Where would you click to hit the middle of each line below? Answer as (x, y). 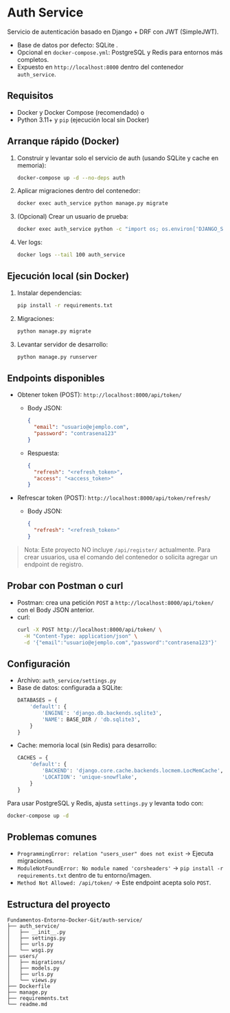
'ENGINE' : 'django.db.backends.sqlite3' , (102, 713)
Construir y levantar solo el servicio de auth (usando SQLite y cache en (118, 158)
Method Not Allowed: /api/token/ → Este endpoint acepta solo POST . (114, 883)
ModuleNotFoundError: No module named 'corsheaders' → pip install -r (120, 868)
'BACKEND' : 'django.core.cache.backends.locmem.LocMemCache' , (133, 771)
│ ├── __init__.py (37, 933)
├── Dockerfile (29, 987)
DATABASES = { (37, 700)
